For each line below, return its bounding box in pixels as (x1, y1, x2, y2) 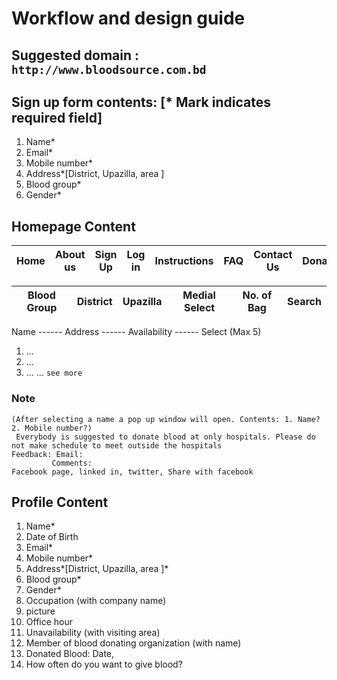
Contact (253, 248, 293, 262)
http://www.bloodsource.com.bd (11, 62, 207, 77)
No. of (242, 288, 273, 302)
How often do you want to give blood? (25, 658, 183, 671)
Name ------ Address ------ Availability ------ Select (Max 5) (11, 326, 262, 338)
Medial (182, 288, 216, 302)
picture (25, 605, 56, 617)
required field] (11, 109, 103, 126)
